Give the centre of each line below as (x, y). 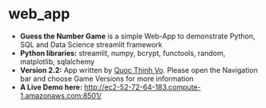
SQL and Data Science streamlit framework (91, 44)
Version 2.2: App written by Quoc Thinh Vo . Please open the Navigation (139, 70)
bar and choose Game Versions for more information (107, 78)
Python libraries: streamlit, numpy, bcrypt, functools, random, (123, 53)
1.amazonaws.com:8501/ (60, 95)
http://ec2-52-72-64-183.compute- (143, 87)
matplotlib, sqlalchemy (57, 62)
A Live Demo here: (51, 87)
